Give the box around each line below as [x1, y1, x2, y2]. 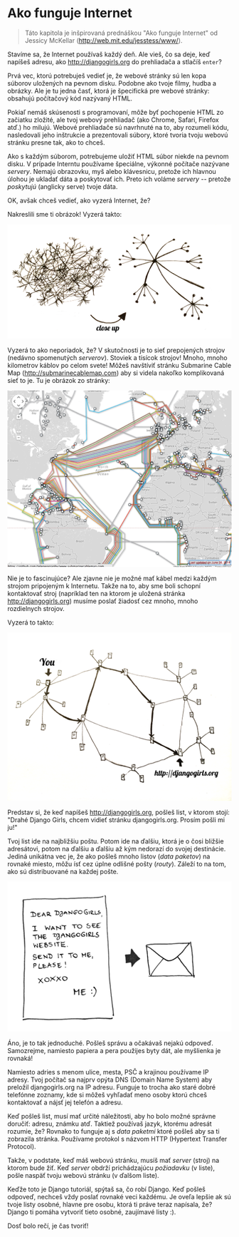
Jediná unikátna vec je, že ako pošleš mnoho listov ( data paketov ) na [7, 852, 211, 861]
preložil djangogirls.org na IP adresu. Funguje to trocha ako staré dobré [7, 1083, 216, 1092]
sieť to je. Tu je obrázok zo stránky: [7, 376, 110, 385]
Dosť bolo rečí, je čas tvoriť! [7, 1221, 89, 1231]
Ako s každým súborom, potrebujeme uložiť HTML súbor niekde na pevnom [7, 152, 229, 160]
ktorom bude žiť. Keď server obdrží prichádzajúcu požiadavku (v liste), [7, 1164, 216, 1172]
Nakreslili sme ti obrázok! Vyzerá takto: [7, 210, 122, 218]
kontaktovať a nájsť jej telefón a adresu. [7, 1098, 123, 1107]
